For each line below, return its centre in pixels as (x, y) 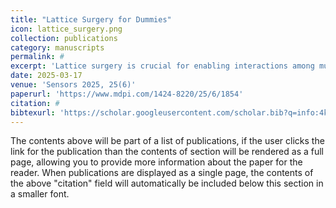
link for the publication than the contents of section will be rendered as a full (167, 152)
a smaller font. (40, 194)
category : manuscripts (57, 47)
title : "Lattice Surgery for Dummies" (91, 19)
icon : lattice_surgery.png (66, 29)
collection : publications (64, 38)
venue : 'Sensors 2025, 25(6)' (73, 85)
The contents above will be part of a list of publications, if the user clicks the (167, 141)
